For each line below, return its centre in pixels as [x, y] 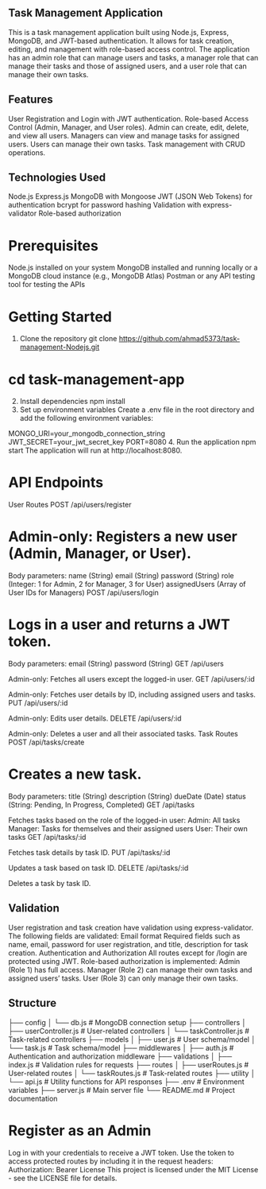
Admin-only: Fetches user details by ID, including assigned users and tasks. [132, 694]
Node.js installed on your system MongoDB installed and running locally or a [133, 268]
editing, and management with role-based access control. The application [129, 49]
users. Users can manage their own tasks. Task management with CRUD [127, 144]
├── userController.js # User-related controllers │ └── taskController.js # [129, 1031]
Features [31, 100]
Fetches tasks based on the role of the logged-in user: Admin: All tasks [124, 820]
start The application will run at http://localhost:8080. [95, 451]
